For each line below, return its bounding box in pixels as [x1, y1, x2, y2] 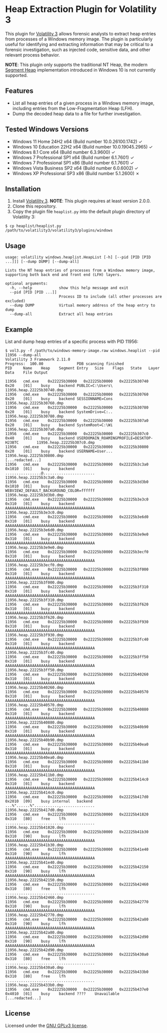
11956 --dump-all [5, 352, 41, 357]
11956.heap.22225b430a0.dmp [5, 965, 64, 970]
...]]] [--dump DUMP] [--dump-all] [5, 259, 79, 264]
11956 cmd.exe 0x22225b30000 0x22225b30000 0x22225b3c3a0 [5, 462, 149, 467]
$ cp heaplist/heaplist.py [5, 223, 61, 228]
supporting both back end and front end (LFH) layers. [5, 272, 122, 277]
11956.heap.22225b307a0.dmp [5, 427, 64, 432]
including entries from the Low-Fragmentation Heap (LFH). [12, 105, 134, 111]
